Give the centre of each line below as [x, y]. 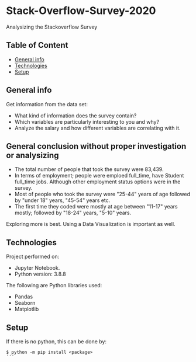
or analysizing [32, 155]
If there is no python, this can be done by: [56, 342]
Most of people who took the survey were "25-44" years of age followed [102, 194]
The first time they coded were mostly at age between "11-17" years [96, 207]
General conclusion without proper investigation [96, 146]
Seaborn [25, 303]
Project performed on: [33, 257]
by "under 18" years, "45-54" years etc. [62, 200]
